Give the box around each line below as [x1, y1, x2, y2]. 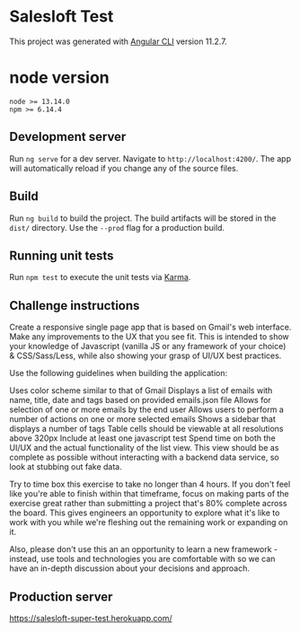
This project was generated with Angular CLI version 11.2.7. [9, 36, 227, 47]
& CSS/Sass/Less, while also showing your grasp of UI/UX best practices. [9, 350, 282, 361]
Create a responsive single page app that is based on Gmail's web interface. [9, 321, 292, 333]
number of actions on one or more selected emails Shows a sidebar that [9, 414, 277, 425]
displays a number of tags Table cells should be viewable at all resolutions [9, 424, 284, 434]
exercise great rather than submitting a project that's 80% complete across [9, 498, 287, 509]
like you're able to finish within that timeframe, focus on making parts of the [9, 488, 289, 499]
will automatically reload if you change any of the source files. [9, 162, 239, 173]
